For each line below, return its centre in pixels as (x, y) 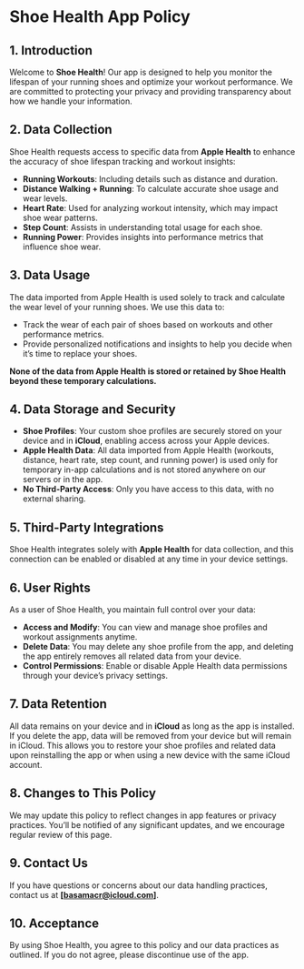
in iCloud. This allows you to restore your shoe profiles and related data (143, 745)
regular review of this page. (61, 834)
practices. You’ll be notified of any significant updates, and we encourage (147, 824)
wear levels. (45, 198)
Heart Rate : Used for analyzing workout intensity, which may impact (150, 207)
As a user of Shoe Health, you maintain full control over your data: (132, 610)
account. (26, 764)
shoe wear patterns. (60, 217)
